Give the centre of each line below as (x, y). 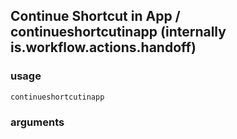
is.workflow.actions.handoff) (103, 47)
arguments (37, 122)
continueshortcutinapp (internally (118, 32)
